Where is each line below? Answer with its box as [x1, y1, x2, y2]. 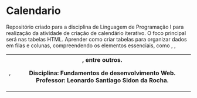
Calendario [6, 4, 61, 17]
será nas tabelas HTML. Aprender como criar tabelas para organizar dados [6, 36, 187, 43]
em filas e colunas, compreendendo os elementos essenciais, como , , [6, 42, 176, 49]
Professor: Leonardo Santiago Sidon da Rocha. [36, 76, 169, 84]
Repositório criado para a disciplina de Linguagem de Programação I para [6, 23, 184, 30]
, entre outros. [81, 55, 123, 64]
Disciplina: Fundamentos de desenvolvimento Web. [29, 69, 176, 77]
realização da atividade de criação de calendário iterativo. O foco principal [6, 29, 186, 36]
